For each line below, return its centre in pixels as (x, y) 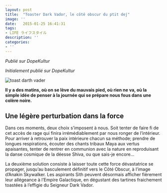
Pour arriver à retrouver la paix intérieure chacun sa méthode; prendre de (80, 139)
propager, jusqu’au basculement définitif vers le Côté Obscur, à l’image (78, 169)
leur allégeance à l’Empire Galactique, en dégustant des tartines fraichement (83, 180)
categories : (17, 42)
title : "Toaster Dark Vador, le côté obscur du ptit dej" (68, 14)
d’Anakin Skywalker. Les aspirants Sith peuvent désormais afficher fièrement (83, 175)
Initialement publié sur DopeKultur (40, 71)
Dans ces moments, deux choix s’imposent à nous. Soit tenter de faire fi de (82, 128)
